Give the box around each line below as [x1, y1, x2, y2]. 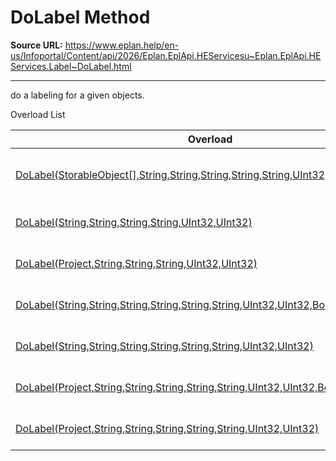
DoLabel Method [10, 6, 151, 29]
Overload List [10, 108, 66, 120]
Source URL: [10, 39, 63, 51]
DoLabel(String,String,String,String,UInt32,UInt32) [15, 215, 253, 229]
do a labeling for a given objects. [10, 89, 145, 101]
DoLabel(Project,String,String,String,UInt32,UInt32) [15, 256, 258, 270]
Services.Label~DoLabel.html [10, 60, 132, 72]
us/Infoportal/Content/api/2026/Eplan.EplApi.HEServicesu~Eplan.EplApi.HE [10, 49, 322, 61]
